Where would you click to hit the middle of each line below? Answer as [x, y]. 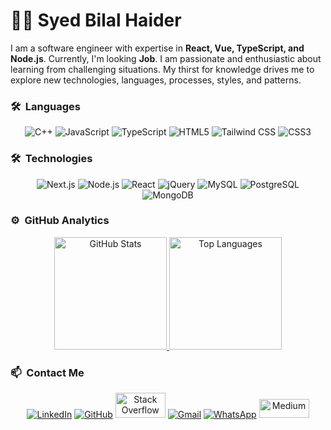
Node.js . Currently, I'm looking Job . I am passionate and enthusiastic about [166, 58]
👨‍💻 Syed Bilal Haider [96, 20]
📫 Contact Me [47, 372]
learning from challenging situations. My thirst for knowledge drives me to [162, 69]
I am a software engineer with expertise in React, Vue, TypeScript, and [157, 48]
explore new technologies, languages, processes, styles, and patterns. [156, 80]
